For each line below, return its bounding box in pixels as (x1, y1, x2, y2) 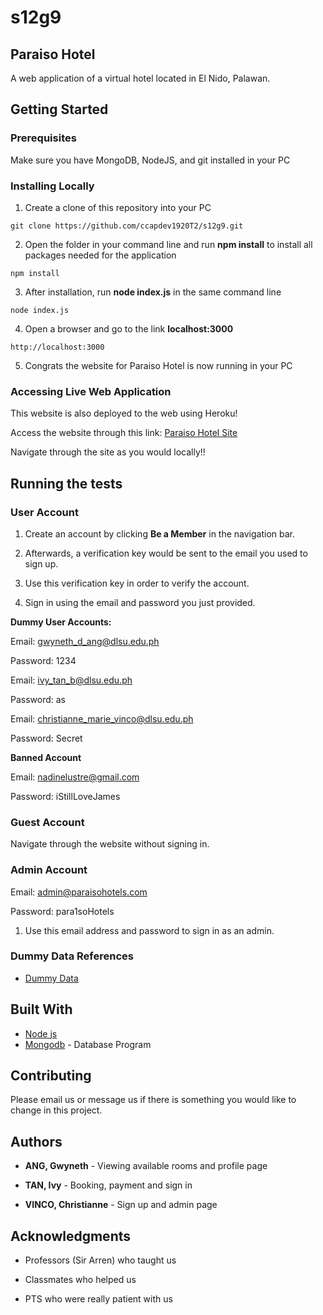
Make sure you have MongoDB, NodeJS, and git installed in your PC (10, 154, 291, 166)
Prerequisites (10, 131, 77, 145)
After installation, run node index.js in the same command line (24, 286, 282, 298)
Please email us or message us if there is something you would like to (10, 1094, 297, 1106)
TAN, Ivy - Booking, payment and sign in (24, 1179, 193, 1191)
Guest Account (10, 815, 85, 829)
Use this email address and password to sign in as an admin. (24, 924, 275, 936)
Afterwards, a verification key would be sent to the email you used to (24, 547, 308, 559)
